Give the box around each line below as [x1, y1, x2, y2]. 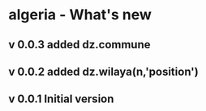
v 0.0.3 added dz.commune [8, 38, 152, 51]
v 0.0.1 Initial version [8, 92, 114, 106]
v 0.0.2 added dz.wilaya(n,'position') [8, 64, 199, 78]
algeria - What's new [8, 6, 152, 24]
